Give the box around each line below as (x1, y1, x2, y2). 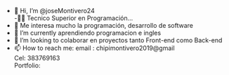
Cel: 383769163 (13, 54, 60, 62)
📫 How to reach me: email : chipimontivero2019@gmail (13, 44, 175, 52)
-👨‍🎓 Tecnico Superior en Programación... (13, 14, 133, 22)
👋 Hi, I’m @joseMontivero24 (13, 7, 95, 15)
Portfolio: (13, 61, 41, 69)
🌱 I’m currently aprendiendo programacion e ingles (13, 28, 162, 37)
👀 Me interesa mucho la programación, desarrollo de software (13, 22, 194, 29)
